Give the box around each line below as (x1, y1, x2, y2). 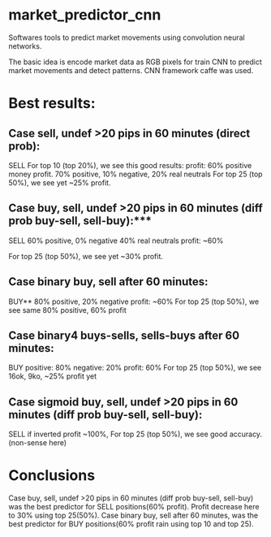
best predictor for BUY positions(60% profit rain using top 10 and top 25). (8, 519, 254, 529)
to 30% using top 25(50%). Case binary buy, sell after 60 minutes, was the (8, 510, 259, 521)
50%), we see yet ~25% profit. (8, 177, 111, 188)
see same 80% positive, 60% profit (8, 305, 127, 314)
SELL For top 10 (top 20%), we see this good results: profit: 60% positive (8, 160, 252, 170)
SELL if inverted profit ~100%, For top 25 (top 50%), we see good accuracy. (8, 429, 262, 440)
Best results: (8, 94, 96, 113)
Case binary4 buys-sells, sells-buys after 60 (8, 328, 240, 342)
